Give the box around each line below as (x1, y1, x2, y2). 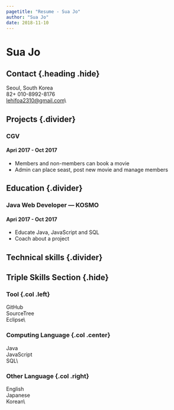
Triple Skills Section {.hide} (6, 273, 109, 283)
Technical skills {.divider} (6, 252, 103, 262)
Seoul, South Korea (6, 84, 53, 92)
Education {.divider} (6, 183, 83, 193)
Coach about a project (14, 235, 70, 242)
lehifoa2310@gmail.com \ (6, 97, 67, 104)
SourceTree (6, 310, 34, 317)
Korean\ (6, 398, 25, 405)
